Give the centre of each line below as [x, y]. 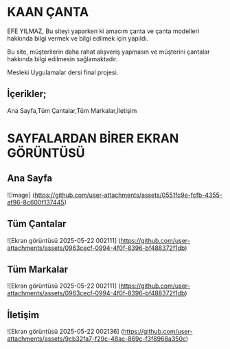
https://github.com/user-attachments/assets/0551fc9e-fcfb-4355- [128, 195]
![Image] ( [21, 195]
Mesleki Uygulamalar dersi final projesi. [63, 72]
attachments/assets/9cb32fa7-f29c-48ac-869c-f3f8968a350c [97, 339]
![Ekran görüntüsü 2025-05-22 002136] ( [65, 332]
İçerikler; [27, 94]
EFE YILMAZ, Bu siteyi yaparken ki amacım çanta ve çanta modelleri [103, 31]
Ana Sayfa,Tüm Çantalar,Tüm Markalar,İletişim [72, 110]
